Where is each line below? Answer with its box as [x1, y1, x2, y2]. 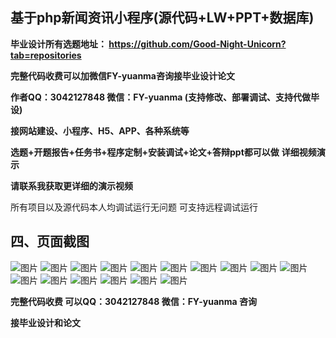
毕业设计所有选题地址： [10, 38, 107, 50]
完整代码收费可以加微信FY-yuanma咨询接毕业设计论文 [10, 69, 235, 82]
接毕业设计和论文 [10, 316, 81, 328]
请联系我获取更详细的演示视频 [10, 179, 133, 192]
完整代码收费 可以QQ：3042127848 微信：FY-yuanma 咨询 [10, 295, 257, 307]
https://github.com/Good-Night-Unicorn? [108, 38, 287, 50]
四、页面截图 [10, 233, 90, 250]
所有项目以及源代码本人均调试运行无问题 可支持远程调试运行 [10, 201, 258, 213]
